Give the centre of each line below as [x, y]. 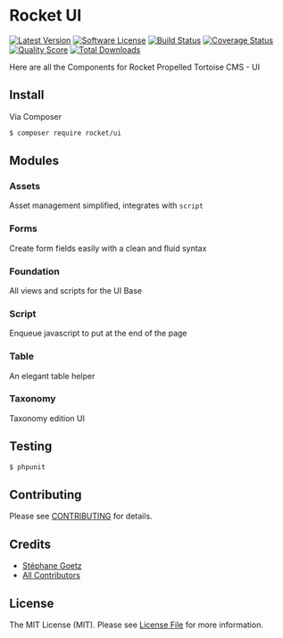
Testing [31, 447]
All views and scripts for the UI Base [76, 290]
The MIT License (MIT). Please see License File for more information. [136, 625]
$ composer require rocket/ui [66, 133]
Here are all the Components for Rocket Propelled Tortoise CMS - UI [135, 67]
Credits [30, 544]
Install [27, 95]
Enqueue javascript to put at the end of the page [98, 333]
